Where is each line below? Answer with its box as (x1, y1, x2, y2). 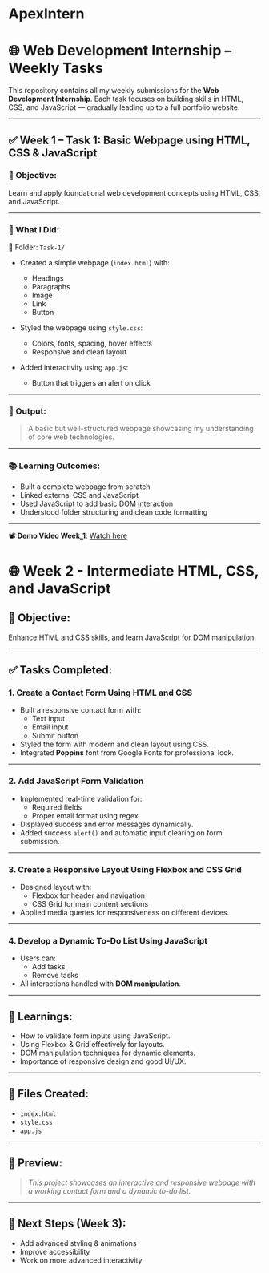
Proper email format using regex (31, 810, 139, 820)
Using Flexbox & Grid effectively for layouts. (19, 1040, 166, 1049)
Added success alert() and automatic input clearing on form (19, 827, 223, 838)
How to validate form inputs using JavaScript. (19, 1031, 171, 1041)
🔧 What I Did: (8, 224, 60, 235)
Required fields (31, 802, 82, 812)
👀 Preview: (8, 1156, 62, 1170)
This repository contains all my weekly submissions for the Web (8, 86, 219, 95)
